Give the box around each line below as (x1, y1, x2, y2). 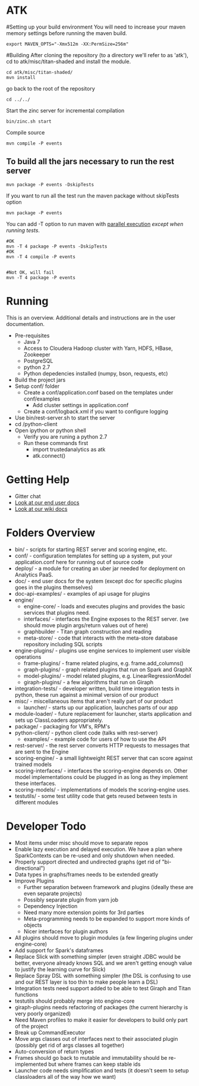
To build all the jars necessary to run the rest (6, 157, 175, 167)
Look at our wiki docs (14, 505, 68, 512)
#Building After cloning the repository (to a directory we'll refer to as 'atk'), (6, 51, 189, 58)
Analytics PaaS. (14, 571, 53, 578)
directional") (14, 864, 46, 872)
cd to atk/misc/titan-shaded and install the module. (6, 58, 131, 65)
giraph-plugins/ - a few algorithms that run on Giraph (23, 678, 154, 686)
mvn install (6, 74, 36, 80)
